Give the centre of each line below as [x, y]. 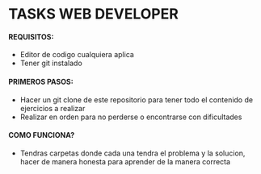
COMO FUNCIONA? [42, 135]
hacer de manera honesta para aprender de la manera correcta [125, 161]
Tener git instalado [51, 63]
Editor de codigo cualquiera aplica [77, 55]
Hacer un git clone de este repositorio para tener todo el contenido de [136, 99]
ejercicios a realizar [53, 108]
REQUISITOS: [31, 36]
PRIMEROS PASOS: [41, 81]
